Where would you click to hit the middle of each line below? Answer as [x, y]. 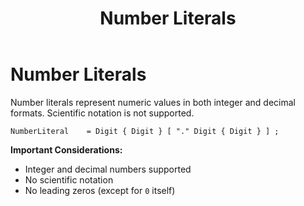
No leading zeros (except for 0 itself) [100, 190]
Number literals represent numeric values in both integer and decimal [153, 102]
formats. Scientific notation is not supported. [102, 113]
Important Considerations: [66, 149]
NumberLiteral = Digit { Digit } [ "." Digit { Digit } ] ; [145, 131]
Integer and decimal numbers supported [108, 169]
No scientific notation [69, 179]
